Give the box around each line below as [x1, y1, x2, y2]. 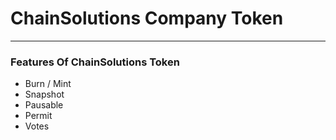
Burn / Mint [24, 78, 72, 90]
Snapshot [24, 88, 65, 101]
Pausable [24, 99, 64, 111]
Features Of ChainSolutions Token [10, 55, 180, 69]
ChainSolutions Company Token [10, 7, 284, 30]
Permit [24, 110, 53, 122]
